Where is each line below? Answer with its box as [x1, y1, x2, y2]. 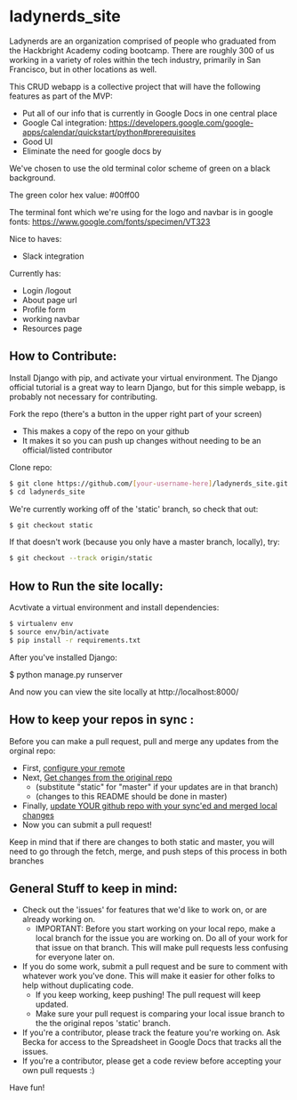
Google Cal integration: [21, 117, 108, 128]
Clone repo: [9, 462, 52, 472]
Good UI [21, 136, 53, 147]
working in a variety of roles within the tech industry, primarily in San [9, 54, 261, 65]
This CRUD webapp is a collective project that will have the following [9, 81, 261, 92]
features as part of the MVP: [9, 91, 113, 101]
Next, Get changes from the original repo [21, 772, 173, 783]
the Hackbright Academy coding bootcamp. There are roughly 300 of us [9, 44, 275, 55]
